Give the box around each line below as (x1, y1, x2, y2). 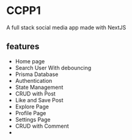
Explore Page (15, 103, 49, 110)
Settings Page (15, 116, 51, 123)
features (6, 41, 40, 52)
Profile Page (15, 109, 46, 116)
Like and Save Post (15, 96, 64, 103)
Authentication (15, 77, 53, 84)
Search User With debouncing (15, 64, 92, 71)
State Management (15, 83, 64, 91)
